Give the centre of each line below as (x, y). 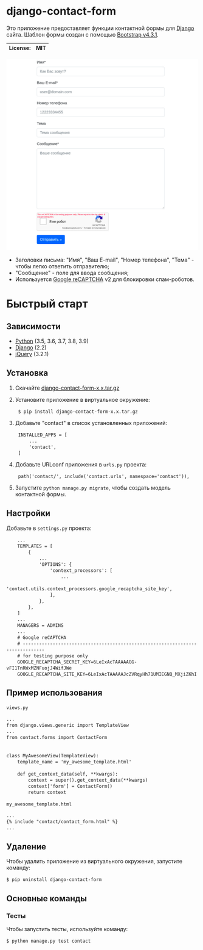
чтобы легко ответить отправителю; (62, 266)
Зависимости (33, 327)
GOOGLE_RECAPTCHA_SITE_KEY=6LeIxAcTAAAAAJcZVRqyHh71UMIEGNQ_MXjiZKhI (107, 674)
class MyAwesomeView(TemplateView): (53, 756)
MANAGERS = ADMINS (40, 625)
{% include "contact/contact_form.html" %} (62, 822)
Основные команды (46, 898)
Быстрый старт (47, 304)
